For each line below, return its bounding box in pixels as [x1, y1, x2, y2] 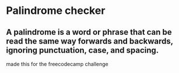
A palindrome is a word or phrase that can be [6, 27, 172, 37]
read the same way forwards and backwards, [6, 36, 173, 46]
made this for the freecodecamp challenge [6, 61, 109, 67]
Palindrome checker [6, 4, 106, 17]
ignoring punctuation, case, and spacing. [6, 45, 159, 55]
